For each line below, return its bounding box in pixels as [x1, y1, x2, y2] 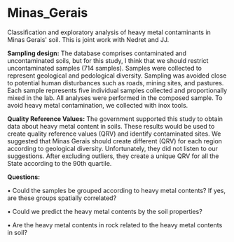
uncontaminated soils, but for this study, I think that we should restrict [7, 56, 209, 64]
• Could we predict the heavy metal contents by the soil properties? [7, 207, 203, 215]
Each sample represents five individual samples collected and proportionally [7, 86, 228, 94]
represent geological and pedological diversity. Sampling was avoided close [7, 71, 227, 80]
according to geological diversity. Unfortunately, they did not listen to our [7, 144, 219, 152]
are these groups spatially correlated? [7, 194, 117, 202]
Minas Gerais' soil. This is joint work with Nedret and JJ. [7, 35, 170, 43]
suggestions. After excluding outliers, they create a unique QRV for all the [7, 152, 219, 160]
